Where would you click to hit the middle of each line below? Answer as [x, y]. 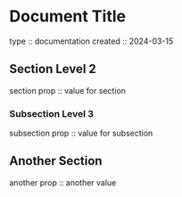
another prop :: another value [63, 182]
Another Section [56, 161]
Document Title [68, 16]
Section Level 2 [53, 69]
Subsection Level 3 [52, 113]
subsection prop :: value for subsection [81, 133]
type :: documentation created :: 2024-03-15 [91, 41]
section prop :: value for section [68, 90]
